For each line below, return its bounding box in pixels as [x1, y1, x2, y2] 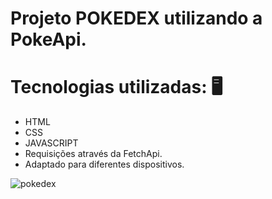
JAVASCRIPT [24, 137, 79, 149]
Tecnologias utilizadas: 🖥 [10, 76, 223, 99]
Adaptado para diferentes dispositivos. [24, 158, 185, 171]
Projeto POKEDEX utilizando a [10, 7, 263, 30]
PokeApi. [10, 28, 87, 51]
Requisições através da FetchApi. [24, 148, 163, 160]
